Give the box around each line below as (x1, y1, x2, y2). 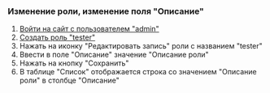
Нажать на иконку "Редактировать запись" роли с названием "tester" (19, 41, 263, 51)
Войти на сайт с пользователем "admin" (19, 24, 159, 34)
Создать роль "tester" (19, 32, 95, 42)
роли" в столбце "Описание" (19, 75, 120, 86)
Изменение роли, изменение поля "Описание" (7, 6, 204, 17)
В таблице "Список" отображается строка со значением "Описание (19, 67, 257, 77)
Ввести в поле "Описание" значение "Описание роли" (19, 50, 209, 60)
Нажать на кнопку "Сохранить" (19, 58, 129, 68)
